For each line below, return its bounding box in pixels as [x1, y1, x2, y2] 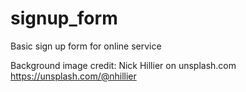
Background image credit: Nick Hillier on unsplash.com [10, 59, 237, 71]
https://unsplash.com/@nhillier [10, 70, 137, 82]
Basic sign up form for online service [10, 40, 162, 52]
